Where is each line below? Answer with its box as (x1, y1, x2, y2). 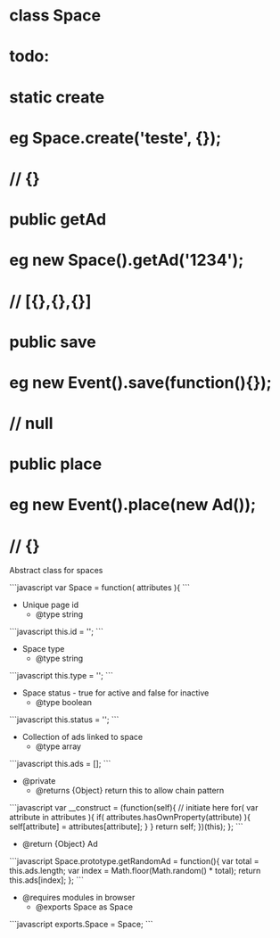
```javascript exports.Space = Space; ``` (9, 919, 153, 930)
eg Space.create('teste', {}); (9, 128, 222, 148)
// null (9, 414, 54, 433)
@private (21, 776, 56, 786)
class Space (9, 5, 101, 26)
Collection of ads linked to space (21, 732, 144, 743)
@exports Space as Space (35, 901, 134, 912)
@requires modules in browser (21, 893, 136, 903)
